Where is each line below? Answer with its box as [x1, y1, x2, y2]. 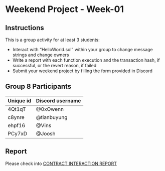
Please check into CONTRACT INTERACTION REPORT [5, 160, 117, 166]
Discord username [36, 97, 81, 104]
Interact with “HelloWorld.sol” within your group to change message [12, 47, 153, 52]
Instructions [5, 24, 44, 32]
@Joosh [36, 130, 56, 137]
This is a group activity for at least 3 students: [5, 37, 100, 43]
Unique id [8, 97, 32, 104]
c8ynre [8, 114, 25, 121]
